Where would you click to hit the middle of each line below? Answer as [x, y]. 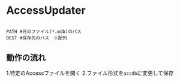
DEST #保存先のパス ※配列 [37, 38]
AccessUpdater [46, 10]
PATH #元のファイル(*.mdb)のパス [44, 31]
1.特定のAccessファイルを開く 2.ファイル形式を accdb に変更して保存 [90, 73]
